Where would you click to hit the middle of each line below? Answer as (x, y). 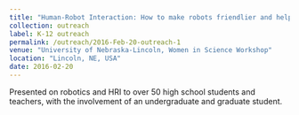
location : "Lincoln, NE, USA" (65, 58)
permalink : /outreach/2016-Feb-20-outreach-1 (95, 42)
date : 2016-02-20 (41, 67)
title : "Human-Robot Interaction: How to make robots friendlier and (141, 17)
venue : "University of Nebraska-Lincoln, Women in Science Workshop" (141, 50)
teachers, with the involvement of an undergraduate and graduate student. (146, 101)
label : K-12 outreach (49, 34)
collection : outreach (49, 26)
